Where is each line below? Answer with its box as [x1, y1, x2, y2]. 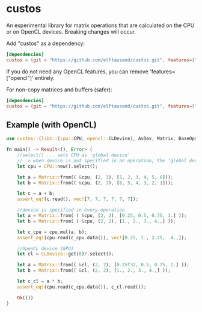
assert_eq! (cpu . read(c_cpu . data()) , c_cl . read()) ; [17, 284, 147, 290]
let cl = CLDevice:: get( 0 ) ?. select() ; [17, 251, 114, 257]
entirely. [34, 74, 55, 81]
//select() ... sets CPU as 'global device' [17, 152, 130, 158]
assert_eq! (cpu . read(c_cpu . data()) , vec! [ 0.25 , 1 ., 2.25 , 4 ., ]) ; [17, 234, 187, 240]
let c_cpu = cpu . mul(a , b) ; [17, 229, 87, 235]
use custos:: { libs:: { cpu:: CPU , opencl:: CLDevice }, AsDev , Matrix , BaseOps [6, 136, 198, 142]
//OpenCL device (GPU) [17, 245, 74, 251]
